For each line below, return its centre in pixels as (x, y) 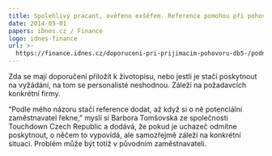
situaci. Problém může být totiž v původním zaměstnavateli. (108, 143)
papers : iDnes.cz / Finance (56, 31)
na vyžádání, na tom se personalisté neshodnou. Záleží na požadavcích (127, 85)
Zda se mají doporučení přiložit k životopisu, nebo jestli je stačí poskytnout (133, 76)
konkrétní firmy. (34, 93)
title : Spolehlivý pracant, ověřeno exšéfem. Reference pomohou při (126, 16)
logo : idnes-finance (43, 38)
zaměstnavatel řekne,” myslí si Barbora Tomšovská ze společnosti (118, 118)
